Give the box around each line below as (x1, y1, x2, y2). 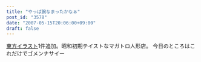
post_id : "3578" (6, 14, 47, 20)
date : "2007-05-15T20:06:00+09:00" (6, 20, 96, 26)
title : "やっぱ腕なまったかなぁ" (6, 8, 81, 15)
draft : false (6, 25, 39, 32)
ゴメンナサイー (27, 50, 65, 57)
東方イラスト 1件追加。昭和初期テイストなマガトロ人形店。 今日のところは (6, 42, 190, 49)
